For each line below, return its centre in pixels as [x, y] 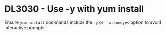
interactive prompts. [25, 27]
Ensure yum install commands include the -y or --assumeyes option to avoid [83, 22]
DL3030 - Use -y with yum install [74, 9]
